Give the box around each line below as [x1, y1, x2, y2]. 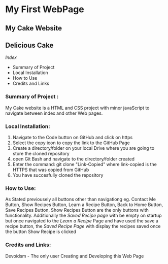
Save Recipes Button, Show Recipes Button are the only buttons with [5, 207, 149, 213]
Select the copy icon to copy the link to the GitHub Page [12, 140, 130, 146]
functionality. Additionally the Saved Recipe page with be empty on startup [5, 212, 162, 219]
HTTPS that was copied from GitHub [12, 167, 89, 173]
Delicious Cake [5, 41, 54, 49]
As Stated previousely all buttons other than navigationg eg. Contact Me [5, 196, 156, 203]
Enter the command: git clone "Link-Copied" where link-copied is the [12, 161, 157, 167]
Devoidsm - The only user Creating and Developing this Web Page [5, 253, 144, 259]
